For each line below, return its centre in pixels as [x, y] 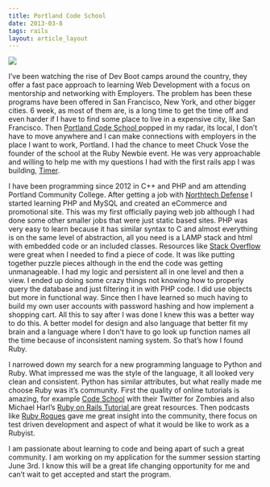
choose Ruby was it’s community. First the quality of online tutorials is [124, 390]
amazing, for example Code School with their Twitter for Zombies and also [132, 399]
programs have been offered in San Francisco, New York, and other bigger [132, 102]
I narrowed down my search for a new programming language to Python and [135, 364]
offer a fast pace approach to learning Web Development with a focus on [129, 85]
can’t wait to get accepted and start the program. [90, 475]
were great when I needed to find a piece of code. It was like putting [122, 255]
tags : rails [28, 31]
